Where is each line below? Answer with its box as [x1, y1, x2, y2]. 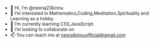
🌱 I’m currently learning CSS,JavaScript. [10, 21, 95, 27]
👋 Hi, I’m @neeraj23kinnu [10, 5, 64, 11]
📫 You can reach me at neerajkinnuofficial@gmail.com [10, 32, 126, 38]
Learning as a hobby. [10, 16, 55, 21]
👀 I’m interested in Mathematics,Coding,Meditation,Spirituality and [10, 10, 149, 16]
